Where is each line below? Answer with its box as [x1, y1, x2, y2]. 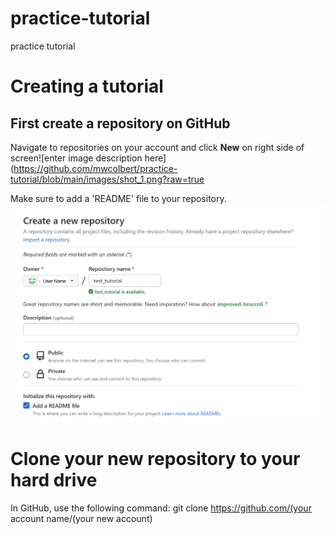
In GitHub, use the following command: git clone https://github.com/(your [10, 502, 312, 514]
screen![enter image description [10, 152, 143, 164]
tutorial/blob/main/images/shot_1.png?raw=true [10, 173, 205, 185]
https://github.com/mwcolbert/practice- [13, 162, 178, 174]
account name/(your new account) [10, 512, 153, 524]
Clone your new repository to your [10, 448, 301, 471]
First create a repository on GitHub [10, 115, 231, 132]
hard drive [10, 469, 98, 492]
